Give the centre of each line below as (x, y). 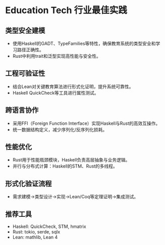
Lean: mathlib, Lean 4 (35, 237)
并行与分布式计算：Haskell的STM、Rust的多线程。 (65, 166)
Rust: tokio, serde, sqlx (36, 232)
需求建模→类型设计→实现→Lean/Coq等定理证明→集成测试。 (75, 197)
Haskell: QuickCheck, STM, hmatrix (49, 226)
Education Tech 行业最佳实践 (66, 10)
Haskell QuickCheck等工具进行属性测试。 (56, 93)
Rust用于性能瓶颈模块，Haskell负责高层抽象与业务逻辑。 (71, 160)
